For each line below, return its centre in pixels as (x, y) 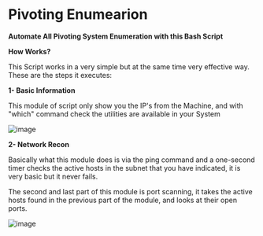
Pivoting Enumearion (78, 15)
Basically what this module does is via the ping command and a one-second (132, 160)
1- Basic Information (42, 90)
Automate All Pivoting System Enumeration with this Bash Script (116, 36)
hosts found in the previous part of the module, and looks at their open (123, 200)
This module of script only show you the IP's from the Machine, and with (126, 105)
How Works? (30, 51)
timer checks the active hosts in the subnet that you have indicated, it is (124, 168)
